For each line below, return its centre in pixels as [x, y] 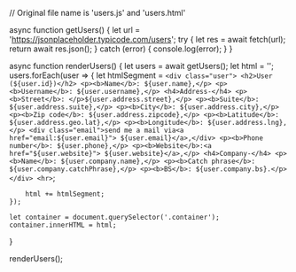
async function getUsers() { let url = [75, 30]
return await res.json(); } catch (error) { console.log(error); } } [121, 49]
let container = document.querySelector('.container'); [114, 217]
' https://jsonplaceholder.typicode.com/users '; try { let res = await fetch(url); [148, 39]
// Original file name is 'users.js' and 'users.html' [97, 13]
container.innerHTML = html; [63, 225]
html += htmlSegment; [65, 194]
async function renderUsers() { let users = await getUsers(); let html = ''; [142, 66]
